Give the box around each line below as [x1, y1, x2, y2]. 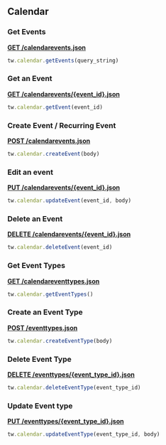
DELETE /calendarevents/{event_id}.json [7, 230, 131, 239]
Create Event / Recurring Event [7, 120, 116, 130]
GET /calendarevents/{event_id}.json [7, 90, 121, 98]
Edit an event [7, 167, 53, 177]
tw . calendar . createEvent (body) [7, 151, 100, 158]
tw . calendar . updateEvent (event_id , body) [7, 197, 132, 205]
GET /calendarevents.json [7, 43, 87, 52]
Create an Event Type [7, 307, 83, 317]
